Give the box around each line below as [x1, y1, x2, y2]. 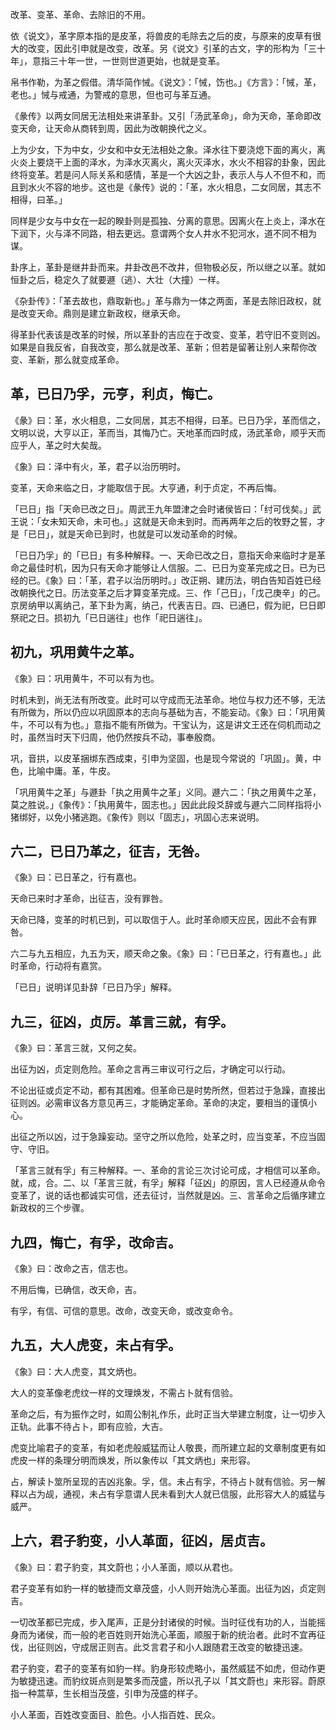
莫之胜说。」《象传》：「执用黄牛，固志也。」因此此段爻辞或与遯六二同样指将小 [10, 798, 322, 810]
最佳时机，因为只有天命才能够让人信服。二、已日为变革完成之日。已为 [27, 561, 317, 573]
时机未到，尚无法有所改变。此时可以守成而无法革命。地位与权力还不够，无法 [10, 693, 326, 705]
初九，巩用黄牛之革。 [10, 644, 142, 661]
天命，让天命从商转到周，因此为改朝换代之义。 [18, 123, 212, 134]
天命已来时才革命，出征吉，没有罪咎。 [10, 893, 168, 905]
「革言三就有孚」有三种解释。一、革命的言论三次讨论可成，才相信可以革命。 [10, 1164, 326, 1177]
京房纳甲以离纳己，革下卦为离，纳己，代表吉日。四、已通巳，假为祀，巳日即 [10, 599, 326, 611]
